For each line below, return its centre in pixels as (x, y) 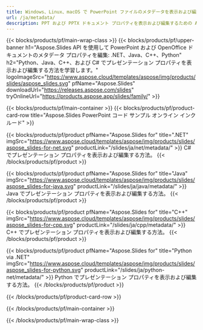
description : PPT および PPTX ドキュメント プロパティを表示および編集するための (99, 23)
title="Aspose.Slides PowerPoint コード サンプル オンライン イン (111, 115)
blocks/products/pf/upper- (161, 41)
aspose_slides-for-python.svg (43, 270)
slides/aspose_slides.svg (37, 84)
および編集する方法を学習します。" (55, 70)
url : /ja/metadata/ (31, 18)
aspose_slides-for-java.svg (40, 186)
